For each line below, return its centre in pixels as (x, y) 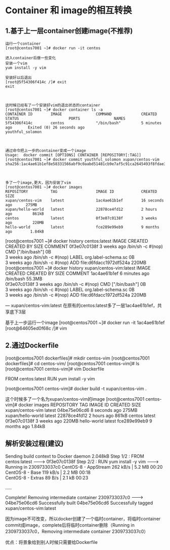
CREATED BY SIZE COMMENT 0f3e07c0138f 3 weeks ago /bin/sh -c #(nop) (84, 246)
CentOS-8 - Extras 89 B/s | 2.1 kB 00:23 (47, 477)
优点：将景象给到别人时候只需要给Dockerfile (51, 542)
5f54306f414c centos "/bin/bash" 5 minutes (83, 123)
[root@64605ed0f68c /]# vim (36, 328)
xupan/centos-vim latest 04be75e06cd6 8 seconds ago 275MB (71, 410)
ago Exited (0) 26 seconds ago (45, 127)
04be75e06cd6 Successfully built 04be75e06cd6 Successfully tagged (79, 503)
